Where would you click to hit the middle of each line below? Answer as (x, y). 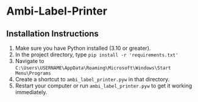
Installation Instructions (53, 34)
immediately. (31, 92)
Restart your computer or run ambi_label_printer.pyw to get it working (104, 86)
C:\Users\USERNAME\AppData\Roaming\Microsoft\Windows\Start (93, 68)
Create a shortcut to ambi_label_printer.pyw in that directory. (92, 79)
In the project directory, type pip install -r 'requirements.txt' (97, 55)
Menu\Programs (33, 73)
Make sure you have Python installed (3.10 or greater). (83, 48)
